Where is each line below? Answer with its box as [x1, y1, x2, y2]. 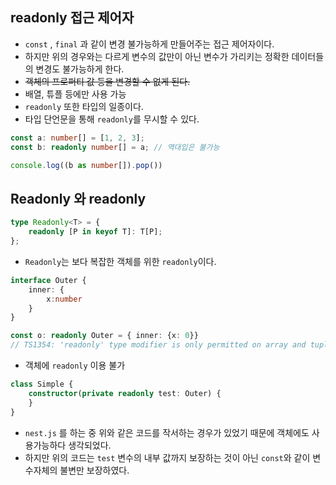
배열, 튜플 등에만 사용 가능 [24, 88, 127, 100]
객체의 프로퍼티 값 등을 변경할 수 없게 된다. [24, 75, 191, 87]
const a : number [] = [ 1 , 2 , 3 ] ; [10, 133, 145, 143]
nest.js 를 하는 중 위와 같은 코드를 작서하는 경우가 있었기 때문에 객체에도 [24, 426, 310, 438]
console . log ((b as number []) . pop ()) [10, 160, 163, 170]
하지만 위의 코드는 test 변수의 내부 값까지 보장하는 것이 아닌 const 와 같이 [24, 451, 311, 463]
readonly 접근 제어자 [10, 9, 135, 27]
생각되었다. [68, 439, 112, 451]
